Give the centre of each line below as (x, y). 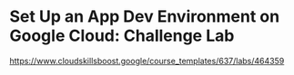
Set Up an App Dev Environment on (145, 17)
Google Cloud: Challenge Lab (122, 36)
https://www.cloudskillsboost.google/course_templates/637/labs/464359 (147, 61)
